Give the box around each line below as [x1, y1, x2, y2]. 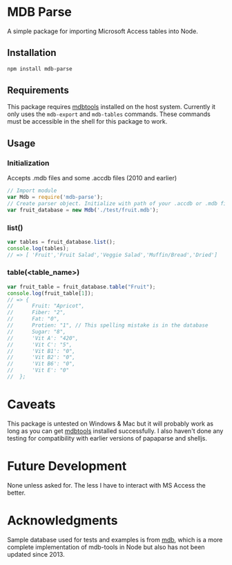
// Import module [7, 187, 57, 194]
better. [7, 488, 26, 497]
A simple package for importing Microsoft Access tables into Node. [7, 27, 198, 35]
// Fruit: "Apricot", [7, 303, 85, 309]
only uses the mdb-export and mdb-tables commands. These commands [7, 110, 211, 118]
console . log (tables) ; [7, 245, 70, 252]
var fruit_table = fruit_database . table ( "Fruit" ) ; [7, 283, 156, 290]
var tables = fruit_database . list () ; [7, 238, 116, 245]
